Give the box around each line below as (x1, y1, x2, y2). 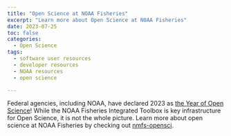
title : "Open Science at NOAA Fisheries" (7, 10, 129, 17)
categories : (7, 36, 41, 43)
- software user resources (13, 55, 91, 62)
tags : (7, 49, 23, 56)
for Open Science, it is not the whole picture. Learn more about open (7, 114, 203, 122)
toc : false (7, 29, 39, 37)
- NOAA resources (13, 68, 64, 75)
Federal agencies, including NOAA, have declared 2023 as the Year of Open (7, 99, 224, 108)
